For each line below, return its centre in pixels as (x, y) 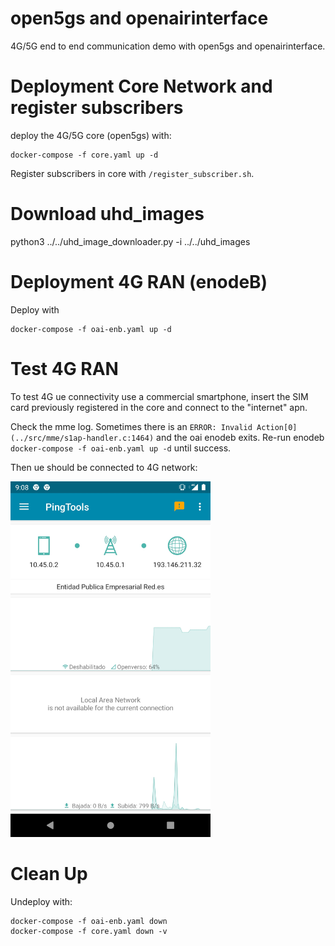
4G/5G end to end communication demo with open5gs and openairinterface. (168, 46)
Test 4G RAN (64, 368)
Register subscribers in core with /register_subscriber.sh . (132, 173)
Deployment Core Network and (141, 86)
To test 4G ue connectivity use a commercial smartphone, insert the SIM (159, 396)
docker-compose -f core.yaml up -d (84, 155)
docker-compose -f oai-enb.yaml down (89, 921)
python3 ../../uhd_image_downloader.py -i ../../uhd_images (130, 241)
